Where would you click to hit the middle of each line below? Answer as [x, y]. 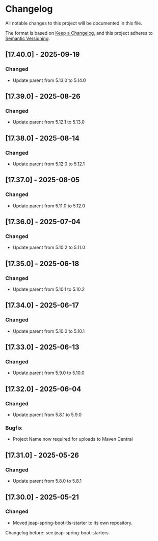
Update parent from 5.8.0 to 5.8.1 [47, 481]
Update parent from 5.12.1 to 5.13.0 [49, 122]
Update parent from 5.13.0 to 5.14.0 [49, 80]
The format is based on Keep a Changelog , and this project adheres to [79, 33]
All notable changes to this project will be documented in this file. [74, 23]
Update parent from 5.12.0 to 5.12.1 [49, 164]
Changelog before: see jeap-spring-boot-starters [57, 532]
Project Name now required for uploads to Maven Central [73, 439]
